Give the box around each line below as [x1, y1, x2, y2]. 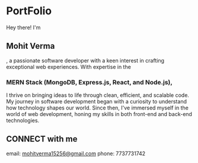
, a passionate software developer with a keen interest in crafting [6, 57, 165, 64]
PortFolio [6, 4, 52, 18]
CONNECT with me [6, 134, 78, 144]
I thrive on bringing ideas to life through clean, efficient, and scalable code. [6, 92, 190, 99]
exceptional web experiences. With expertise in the [6, 63, 132, 70]
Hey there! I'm [6, 24, 41, 31]
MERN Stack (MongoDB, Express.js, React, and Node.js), [6, 78, 173, 86]
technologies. [6, 117, 40, 124]
